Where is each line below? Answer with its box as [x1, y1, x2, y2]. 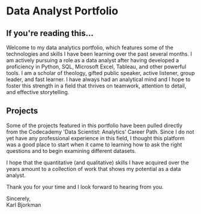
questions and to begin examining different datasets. [6, 147, 137, 154]
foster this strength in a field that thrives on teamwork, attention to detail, [6, 82, 187, 89]
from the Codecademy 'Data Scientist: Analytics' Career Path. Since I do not [6, 128, 194, 135]
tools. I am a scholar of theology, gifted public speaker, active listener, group [6, 70, 195, 76]
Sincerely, [6, 195, 31, 202]
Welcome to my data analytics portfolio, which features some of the [6, 44, 174, 51]
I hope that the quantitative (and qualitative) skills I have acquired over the [6, 159, 189, 166]
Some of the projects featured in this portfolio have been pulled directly [6, 122, 183, 129]
